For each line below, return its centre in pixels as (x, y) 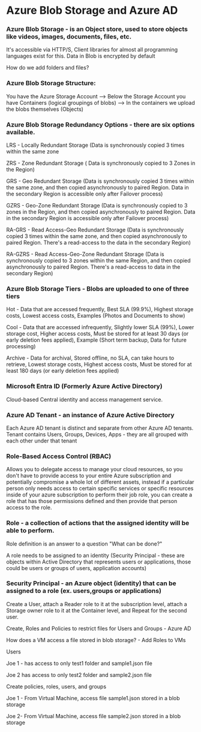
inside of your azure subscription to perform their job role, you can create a (99, 495)
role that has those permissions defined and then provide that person (92, 501)
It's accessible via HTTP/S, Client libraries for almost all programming (92, 50)
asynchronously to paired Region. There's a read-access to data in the (93, 267)
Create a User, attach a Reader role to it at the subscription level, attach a (97, 604)
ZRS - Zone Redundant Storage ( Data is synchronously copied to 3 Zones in (101, 163)
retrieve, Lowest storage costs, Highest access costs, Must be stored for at (99, 365)
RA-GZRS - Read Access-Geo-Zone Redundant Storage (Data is (85, 254)
